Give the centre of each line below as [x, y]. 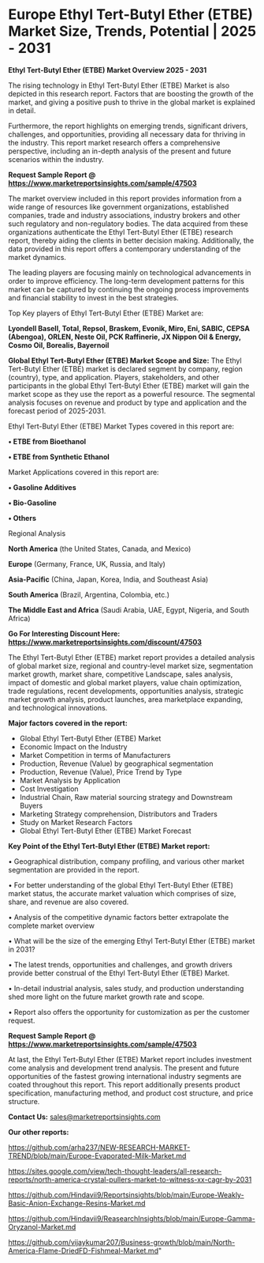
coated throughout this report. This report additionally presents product [124, 1084]
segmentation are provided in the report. [74, 869]
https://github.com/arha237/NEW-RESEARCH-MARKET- [99, 1147]
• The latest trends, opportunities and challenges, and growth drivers [120, 964]
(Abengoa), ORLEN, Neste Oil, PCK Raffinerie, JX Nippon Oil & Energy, [125, 337]
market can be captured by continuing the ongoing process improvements [129, 289]
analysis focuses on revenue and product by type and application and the [127, 402]
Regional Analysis [37, 533]
